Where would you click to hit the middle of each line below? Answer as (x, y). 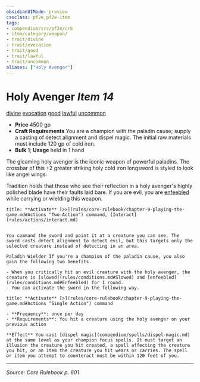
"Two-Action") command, (78, 215)
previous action (26, 325)
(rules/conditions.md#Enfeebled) (48, 283)
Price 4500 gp (33, 125)
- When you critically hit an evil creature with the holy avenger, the (98, 272)
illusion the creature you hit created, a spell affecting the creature (98, 346)
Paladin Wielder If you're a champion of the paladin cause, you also (96, 257)
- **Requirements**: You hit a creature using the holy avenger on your (98, 319)
